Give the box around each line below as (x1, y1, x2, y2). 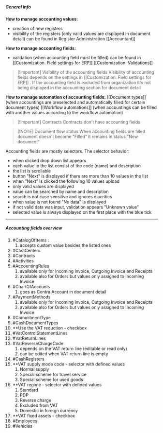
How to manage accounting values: (5, 16, 78, 22)
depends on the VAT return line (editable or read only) (19, 346, 127, 351)
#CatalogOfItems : (12, 237, 49, 243)
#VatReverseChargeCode (12, 340, 63, 346)
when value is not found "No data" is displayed (12, 199, 106, 205)
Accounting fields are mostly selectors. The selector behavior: (5, 148, 130, 154)
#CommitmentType (12, 314, 51, 320)
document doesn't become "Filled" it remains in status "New (17, 134, 138, 139)
